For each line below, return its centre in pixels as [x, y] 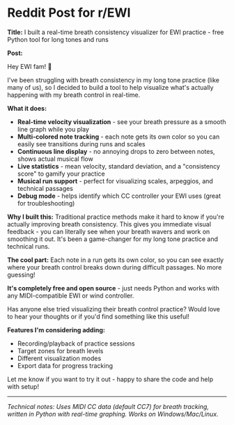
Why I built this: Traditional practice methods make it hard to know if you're [116, 217]
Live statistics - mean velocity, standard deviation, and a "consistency [119, 166]
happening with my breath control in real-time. [74, 95]
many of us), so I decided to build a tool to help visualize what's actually [110, 87]
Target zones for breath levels [60, 350]
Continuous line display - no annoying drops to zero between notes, [116, 151]
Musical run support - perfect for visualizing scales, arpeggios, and [115, 181]
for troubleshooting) [46, 203]
